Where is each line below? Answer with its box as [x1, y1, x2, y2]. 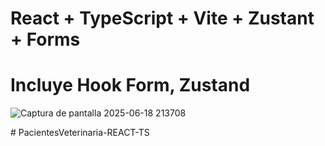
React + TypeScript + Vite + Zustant [10, 7, 315, 30]
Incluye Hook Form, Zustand [10, 74, 251, 97]
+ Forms [10, 28, 81, 51]
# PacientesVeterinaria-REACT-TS [10, 127, 150, 139]
